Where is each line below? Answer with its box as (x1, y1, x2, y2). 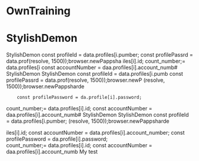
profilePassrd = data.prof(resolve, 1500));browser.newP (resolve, (6, 76, 165, 84)
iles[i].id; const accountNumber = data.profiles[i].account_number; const (6, 129, 185, 137)
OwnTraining (6, 4, 71, 18)
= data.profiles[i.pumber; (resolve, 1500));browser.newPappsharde (6, 117, 169, 125)
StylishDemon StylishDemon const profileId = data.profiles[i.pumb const (6, 70, 184, 78)
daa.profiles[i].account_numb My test (6, 148, 98, 156)
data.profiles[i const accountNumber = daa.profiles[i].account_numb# (6, 64, 178, 71)
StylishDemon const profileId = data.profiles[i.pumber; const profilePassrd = (6, 51, 193, 58)
